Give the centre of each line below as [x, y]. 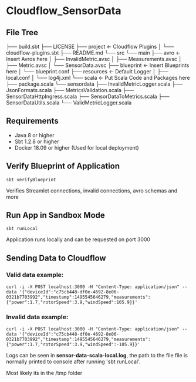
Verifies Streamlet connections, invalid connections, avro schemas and [92, 190]
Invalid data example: [37, 317]
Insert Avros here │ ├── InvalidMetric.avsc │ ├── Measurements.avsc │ [94, 59]
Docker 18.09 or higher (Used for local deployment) [77, 147]
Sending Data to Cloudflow [56, 258]
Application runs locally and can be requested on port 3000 [78, 239]
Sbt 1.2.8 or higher [37, 141]
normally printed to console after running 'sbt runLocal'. [73, 361]
